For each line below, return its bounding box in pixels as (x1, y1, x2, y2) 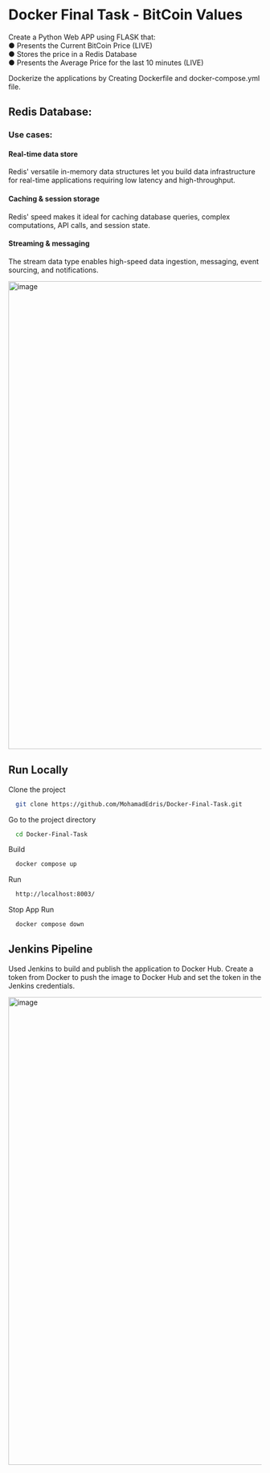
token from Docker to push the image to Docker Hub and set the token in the (8, 972, 262, 981)
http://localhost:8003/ (15, 890, 95, 899)
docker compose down (15, 920, 84, 928)
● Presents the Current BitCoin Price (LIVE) (8, 40, 153, 50)
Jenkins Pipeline (8, 942, 93, 957)
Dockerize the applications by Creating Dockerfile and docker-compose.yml (8, 73, 260, 83)
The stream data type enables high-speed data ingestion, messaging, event (8, 256, 260, 266)
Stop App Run (8, 905, 55, 915)
